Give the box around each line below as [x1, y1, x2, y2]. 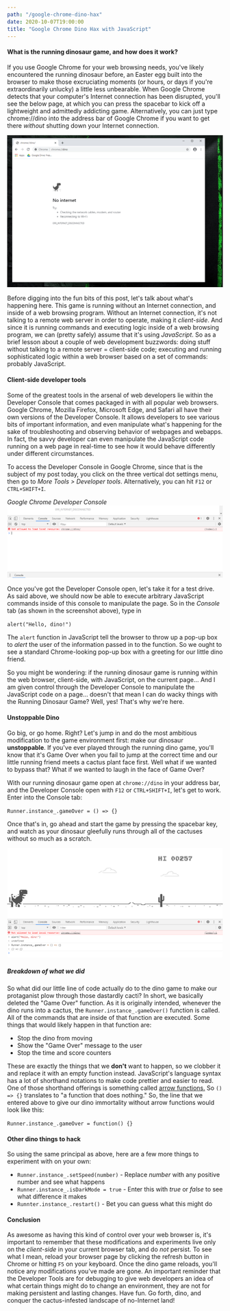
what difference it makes [16, 1192, 87, 1201]
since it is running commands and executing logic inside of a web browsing [7, 323, 219, 332]
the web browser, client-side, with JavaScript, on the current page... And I [7, 676, 216, 684]
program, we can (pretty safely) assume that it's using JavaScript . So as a [7, 330, 216, 339]
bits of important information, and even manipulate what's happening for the [7, 420, 222, 429]
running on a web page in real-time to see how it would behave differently [7, 442, 216, 450]
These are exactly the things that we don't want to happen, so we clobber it [7, 1062, 221, 1071]
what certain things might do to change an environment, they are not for [7, 1281, 210, 1290]
